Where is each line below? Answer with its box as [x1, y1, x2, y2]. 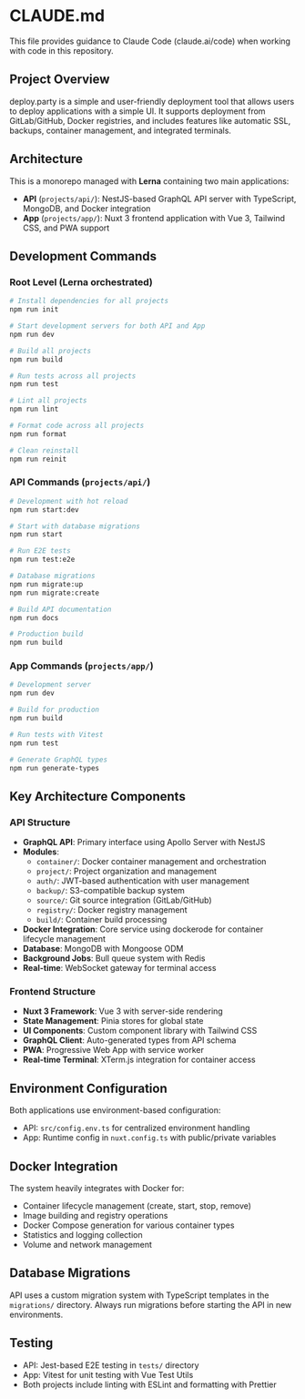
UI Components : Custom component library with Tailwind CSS [22, 1026, 258, 1036]
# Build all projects [9, 346, 92, 355]
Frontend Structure [9, 985, 97, 998]
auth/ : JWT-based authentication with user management [36, 875, 250, 886]
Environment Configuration [9, 1080, 168, 1096]
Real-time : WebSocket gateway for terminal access [22, 963, 217, 974]
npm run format [9, 429, 67, 438]
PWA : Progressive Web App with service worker [22, 1045, 205, 1056]
